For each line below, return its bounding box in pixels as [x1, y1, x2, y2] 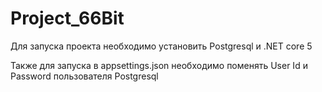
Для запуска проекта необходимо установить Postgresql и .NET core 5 [10, 40, 313, 52]
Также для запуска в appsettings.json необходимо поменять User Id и [10, 59, 308, 71]
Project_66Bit [10, 7, 125, 30]
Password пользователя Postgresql [10, 70, 159, 82]
